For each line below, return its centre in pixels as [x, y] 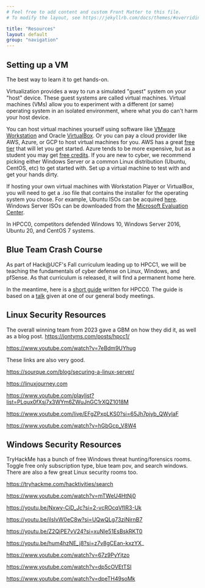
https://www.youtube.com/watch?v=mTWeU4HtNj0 [71, 496]
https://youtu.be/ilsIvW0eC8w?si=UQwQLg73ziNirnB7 [74, 520]
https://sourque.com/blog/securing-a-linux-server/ [70, 372]
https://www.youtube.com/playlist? [50, 395]
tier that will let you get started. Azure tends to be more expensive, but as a [101, 148]
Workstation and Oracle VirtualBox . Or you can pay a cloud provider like [97, 136]
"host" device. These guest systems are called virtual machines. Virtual [96, 98]
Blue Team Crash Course [54, 250]
